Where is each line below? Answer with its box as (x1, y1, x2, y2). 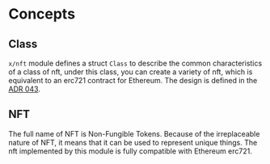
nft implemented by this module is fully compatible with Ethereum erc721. (8, 146, 253, 156)
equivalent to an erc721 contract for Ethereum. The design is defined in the (8, 76, 258, 85)
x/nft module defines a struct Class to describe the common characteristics (8, 58, 263, 68)
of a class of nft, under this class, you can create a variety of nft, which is (8, 67, 253, 77)
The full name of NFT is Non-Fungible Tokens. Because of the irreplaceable (8, 128, 260, 138)
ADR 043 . (8, 84, 40, 94)
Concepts (8, 5, 75, 23)
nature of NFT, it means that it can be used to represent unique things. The (8, 137, 258, 147)
